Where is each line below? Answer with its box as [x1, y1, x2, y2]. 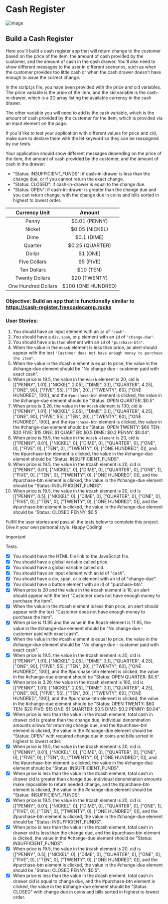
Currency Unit [15, 209, 50, 216]
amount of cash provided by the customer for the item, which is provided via [5, 115, 163, 121]
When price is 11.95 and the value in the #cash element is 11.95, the [12, 619, 151, 625]
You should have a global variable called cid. [12, 564, 105, 570]
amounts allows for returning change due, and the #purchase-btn [12, 722, 148, 728]
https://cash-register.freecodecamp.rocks [5, 303, 112, 310]
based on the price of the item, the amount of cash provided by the [5, 53, 144, 59]
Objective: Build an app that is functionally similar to [5, 297, 135, 304]
